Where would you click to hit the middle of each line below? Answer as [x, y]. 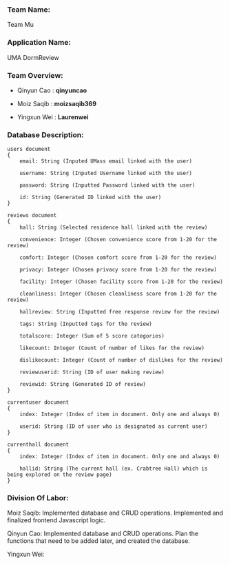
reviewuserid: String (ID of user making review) [92, 372]
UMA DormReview [33, 57]
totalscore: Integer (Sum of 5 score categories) [92, 336]
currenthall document [38, 445]
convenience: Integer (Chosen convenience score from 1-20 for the [118, 240]
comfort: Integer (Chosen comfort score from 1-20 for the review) [118, 258]
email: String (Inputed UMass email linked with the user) [106, 161]
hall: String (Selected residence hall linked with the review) [114, 228]
